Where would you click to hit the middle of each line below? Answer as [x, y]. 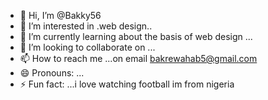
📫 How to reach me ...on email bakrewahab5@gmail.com [138, 58]
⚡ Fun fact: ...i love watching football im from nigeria [127, 84]
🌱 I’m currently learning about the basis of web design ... [136, 36]
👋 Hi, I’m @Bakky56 [60, 15]
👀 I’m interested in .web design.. [86, 26]
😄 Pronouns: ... [52, 73]
